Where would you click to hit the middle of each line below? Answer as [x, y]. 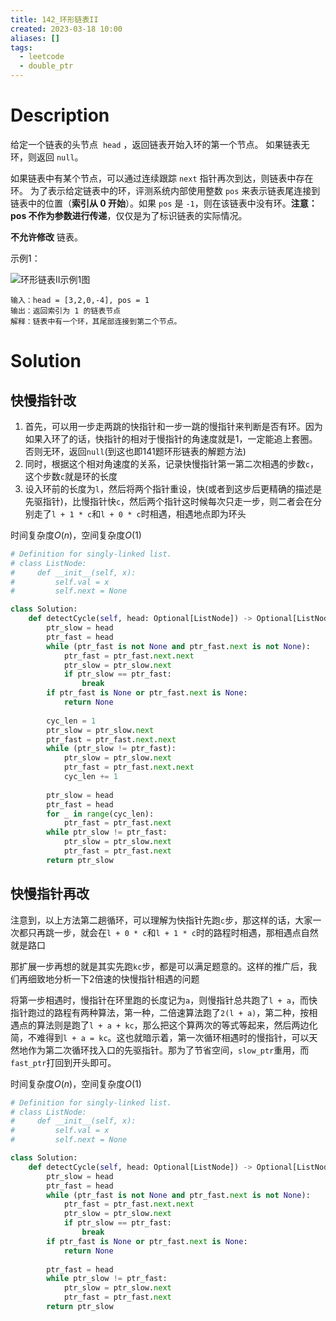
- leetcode [42, 57]
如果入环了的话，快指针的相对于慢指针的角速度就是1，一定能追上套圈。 [171, 438]
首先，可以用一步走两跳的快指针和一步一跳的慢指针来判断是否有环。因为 [173, 426]
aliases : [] [35, 38]
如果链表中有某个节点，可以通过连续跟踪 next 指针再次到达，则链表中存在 [162, 178]
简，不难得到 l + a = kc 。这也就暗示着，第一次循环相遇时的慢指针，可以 [160, 1037]
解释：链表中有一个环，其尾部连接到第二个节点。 [96, 321]
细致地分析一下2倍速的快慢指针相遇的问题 [113, 978]
